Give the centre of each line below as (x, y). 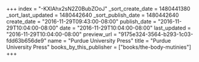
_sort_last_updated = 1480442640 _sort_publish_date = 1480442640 (93, 15)
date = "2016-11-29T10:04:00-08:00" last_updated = (125, 28)
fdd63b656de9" (26, 41)
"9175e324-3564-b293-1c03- (156, 34)
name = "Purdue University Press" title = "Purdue (109, 41)
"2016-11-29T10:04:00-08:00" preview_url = (62, 34)
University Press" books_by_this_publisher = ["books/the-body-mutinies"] (99, 47)
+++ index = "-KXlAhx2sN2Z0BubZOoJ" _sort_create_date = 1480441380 (98, 9)
